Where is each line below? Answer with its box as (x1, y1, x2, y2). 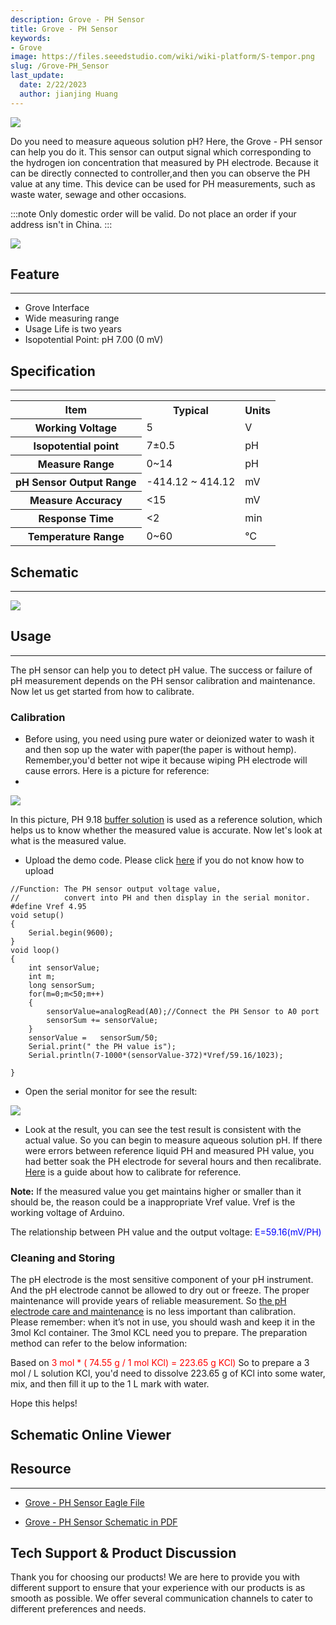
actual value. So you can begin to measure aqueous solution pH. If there (24, 1134, 323, 1146)
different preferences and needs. (10, 1603, 147, 1615)
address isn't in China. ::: (10, 218, 113, 230)
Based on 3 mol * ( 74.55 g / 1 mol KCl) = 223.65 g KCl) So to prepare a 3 (10, 1357, 310, 1369)
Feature (10, 266, 60, 283)
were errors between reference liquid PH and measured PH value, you (24, 1145, 315, 1157)
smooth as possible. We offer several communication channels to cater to (10, 1592, 313, 1605)
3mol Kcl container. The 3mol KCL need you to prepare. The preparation (10, 1327, 308, 1339)
